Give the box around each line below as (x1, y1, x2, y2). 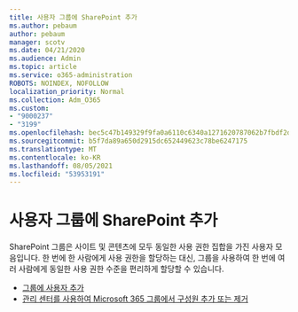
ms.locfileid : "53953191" (9, 169, 105, 178)
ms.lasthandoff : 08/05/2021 (9, 161, 114, 170)
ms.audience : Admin (9, 54, 82, 63)
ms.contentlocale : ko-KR (9, 152, 101, 162)
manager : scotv (9, 37, 66, 47)
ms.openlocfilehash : (9, 129, 86, 137)
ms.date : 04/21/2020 (9, 46, 86, 55)
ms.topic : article (9, 63, 77, 72)
